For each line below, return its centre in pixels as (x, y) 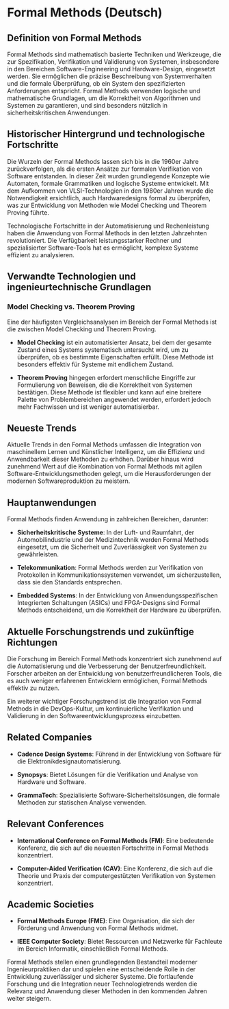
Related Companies (50, 738)
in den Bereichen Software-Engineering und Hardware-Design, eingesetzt (111, 69)
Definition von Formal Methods (75, 38)
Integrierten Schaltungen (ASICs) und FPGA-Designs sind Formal (108, 603)
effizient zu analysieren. (41, 254)
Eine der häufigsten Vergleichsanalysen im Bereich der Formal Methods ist (112, 322)
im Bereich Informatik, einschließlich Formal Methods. (93, 949)
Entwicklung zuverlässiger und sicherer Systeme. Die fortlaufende (100, 977)
